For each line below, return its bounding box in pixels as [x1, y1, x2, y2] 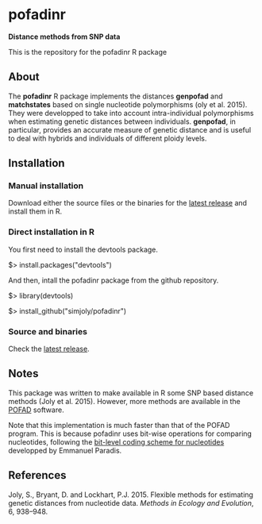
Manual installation [8, 180, 84, 191]
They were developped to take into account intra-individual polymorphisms [8, 108, 254, 118]
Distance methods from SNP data [8, 32, 121, 41]
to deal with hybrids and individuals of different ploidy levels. [8, 133, 207, 143]
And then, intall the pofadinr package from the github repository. [8, 275, 219, 285]
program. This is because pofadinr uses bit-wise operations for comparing [8, 429, 252, 438]
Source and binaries [8, 326, 87, 337]
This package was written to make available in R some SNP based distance [8, 387, 254, 398]
